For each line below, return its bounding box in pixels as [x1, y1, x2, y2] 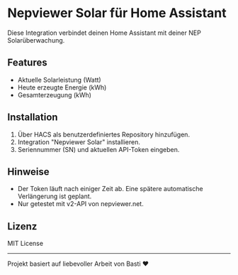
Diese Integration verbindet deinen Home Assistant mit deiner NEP [7, 28, 202, 37]
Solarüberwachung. [7, 36, 65, 44]
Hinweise [7, 166, 50, 178]
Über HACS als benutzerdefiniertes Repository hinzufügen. [17, 130, 190, 139]
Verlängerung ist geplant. [17, 192, 92, 200]
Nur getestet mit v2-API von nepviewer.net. [17, 200, 144, 208]
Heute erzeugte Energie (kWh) [17, 83, 107, 92]
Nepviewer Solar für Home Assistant [7, 5, 227, 21]
